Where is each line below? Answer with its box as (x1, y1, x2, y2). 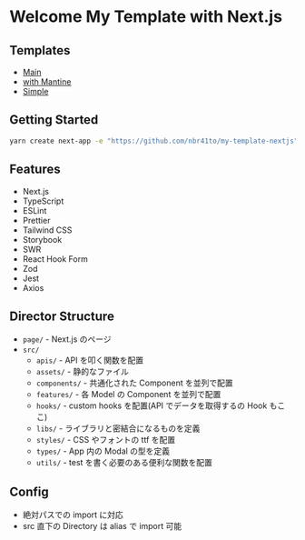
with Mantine (22, 76, 72, 87)
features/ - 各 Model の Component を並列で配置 (35, 389, 221, 400)
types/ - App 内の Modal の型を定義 (35, 445, 171, 456)
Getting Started (9, 112, 99, 128)
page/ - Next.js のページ (22, 334, 112, 345)
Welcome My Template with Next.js (9, 6, 283, 27)
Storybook (22, 234, 63, 245)
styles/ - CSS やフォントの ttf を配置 (35, 435, 176, 445)
